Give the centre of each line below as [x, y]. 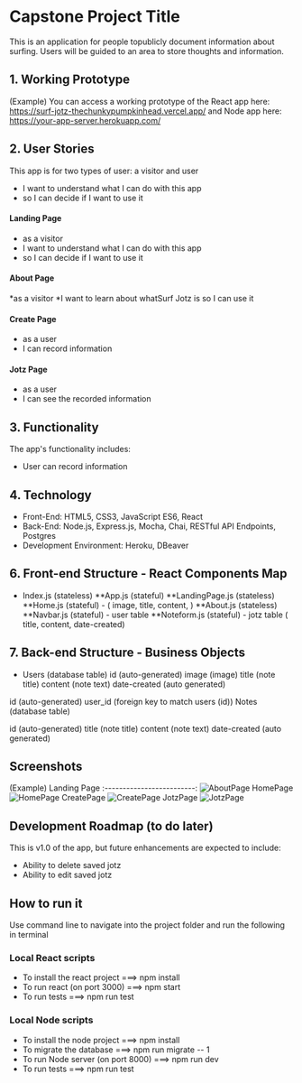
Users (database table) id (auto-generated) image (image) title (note [149, 674]
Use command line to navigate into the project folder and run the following [147, 925]
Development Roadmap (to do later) [111, 826]
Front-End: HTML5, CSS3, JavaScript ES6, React [113, 517]
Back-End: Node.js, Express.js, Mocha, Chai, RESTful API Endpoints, [149, 526]
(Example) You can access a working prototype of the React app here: [140, 101]
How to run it [46, 903]
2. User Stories [52, 149]
